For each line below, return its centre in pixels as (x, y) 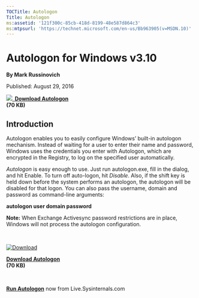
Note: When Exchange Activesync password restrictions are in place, (92, 218)
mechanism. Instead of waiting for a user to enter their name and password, (100, 145)
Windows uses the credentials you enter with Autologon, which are (89, 151)
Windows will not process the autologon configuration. (74, 224)
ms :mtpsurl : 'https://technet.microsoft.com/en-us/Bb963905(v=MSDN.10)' (99, 28)
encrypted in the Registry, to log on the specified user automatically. (91, 157)
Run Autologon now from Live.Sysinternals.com (66, 289)
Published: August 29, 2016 (40, 86)
